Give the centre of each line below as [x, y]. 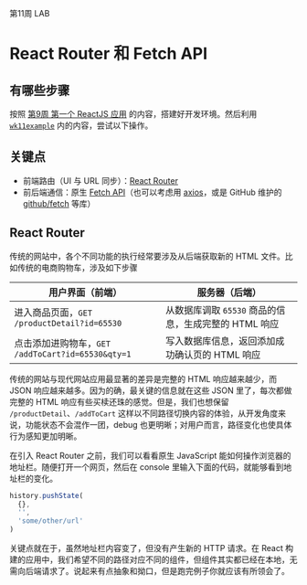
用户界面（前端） [85, 292]
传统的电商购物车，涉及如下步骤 [77, 267]
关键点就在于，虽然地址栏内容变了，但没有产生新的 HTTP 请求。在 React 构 [152, 548]
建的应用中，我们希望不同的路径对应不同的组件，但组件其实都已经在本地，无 [153, 559]
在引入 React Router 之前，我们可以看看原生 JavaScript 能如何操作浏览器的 [150, 455]
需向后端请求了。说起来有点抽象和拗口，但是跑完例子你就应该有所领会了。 [149, 571]
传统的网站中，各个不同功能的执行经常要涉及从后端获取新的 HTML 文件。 [147, 256]
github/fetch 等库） [59, 203]
